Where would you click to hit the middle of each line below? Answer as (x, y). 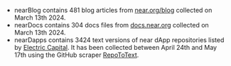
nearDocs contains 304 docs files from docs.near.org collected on (112, 25)
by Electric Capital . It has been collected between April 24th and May (116, 47)
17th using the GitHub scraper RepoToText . (76, 55)
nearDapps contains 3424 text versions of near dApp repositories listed (119, 40)
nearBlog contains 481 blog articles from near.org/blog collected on (113, 10)
